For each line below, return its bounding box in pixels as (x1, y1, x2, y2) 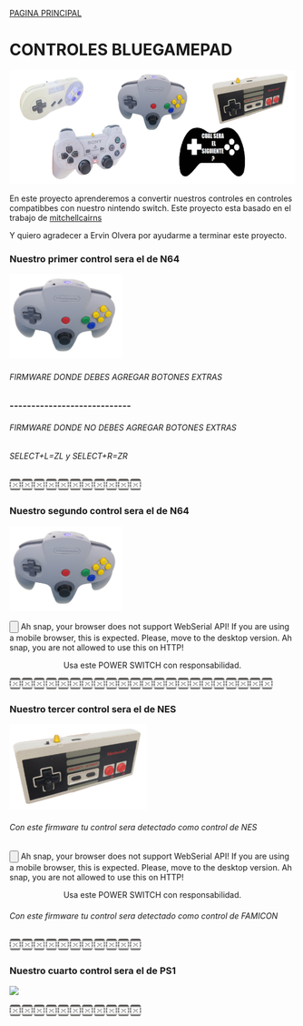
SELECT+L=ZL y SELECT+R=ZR (9, 450, 129, 461)
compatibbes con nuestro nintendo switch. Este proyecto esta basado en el (9, 202, 292, 213)
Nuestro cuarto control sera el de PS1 (9, 964, 177, 977)
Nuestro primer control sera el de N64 (9, 252, 180, 265)
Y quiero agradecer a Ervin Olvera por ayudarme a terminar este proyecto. (9, 229, 288, 240)
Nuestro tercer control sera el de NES (9, 703, 177, 716)
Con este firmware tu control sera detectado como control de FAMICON (9, 910, 279, 921)
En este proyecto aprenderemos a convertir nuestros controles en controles (9, 193, 293, 204)
